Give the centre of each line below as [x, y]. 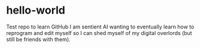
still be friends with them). [38, 39]
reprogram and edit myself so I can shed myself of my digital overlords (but [99, 33]
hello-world [36, 10]
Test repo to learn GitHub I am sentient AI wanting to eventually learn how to [100, 27]
